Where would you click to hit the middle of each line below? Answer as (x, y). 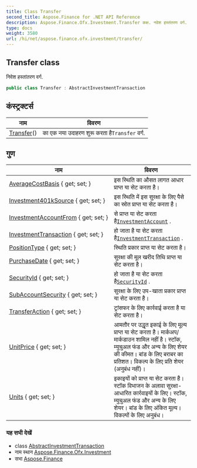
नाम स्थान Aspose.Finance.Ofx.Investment (63, 452)
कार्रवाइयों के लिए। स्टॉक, (160, 393)
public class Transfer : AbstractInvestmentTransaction (76, 88)
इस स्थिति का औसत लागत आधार (149, 180)
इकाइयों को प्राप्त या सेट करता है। (149, 379)
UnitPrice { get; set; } (38, 347)
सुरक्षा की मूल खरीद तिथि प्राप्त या (148, 258)
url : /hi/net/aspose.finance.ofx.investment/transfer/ (74, 39)
